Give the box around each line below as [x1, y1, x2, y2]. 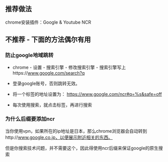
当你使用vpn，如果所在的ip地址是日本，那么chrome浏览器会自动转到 [5, 128, 147, 134]
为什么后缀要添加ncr [5, 116, 55, 123]
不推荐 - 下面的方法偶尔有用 [5, 35, 91, 44]
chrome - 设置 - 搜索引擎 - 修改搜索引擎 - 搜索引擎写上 [12, 64, 126, 70]
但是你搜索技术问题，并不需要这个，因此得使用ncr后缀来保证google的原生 [5, 145, 159, 151]
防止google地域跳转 [5, 52, 54, 59]
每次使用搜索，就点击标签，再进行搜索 [12, 101, 92, 107]
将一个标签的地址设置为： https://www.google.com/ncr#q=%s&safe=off [12, 91, 162, 97]
